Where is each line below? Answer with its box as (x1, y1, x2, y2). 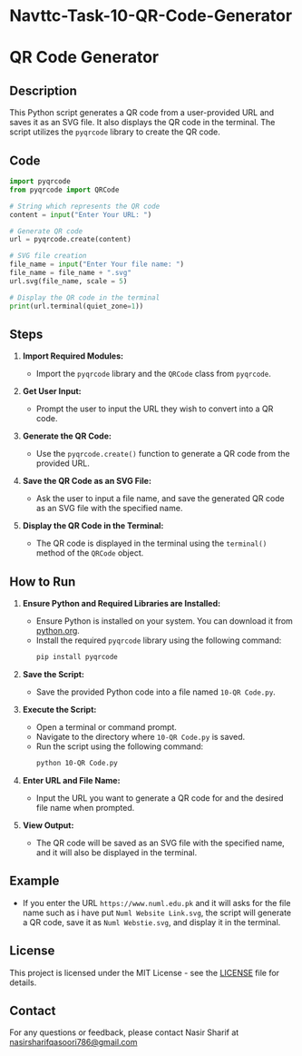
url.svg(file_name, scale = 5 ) (9, 276, 128, 286)
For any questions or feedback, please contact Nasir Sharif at (9, 1027, 239, 1038)
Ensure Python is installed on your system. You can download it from (35, 616, 293, 627)
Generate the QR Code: (22, 430, 112, 441)
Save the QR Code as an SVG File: (22, 476, 152, 487)
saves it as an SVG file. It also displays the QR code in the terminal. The (9, 117, 276, 128)
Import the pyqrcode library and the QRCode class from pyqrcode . (35, 369, 272, 380)
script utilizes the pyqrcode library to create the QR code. (9, 126, 220, 137)
